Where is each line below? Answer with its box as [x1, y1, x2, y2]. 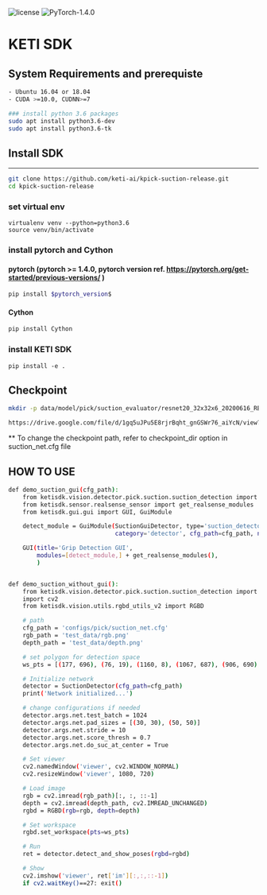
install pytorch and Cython [8, 245, 114, 256]
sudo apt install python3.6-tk [8, 124, 112, 133]
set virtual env [8, 201, 65, 212]
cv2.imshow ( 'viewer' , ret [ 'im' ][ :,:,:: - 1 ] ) [22, 871, 169, 880]
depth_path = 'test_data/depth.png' [22, 638, 145, 647]
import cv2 [22, 595, 59, 603]
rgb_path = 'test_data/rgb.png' [22, 632, 130, 640]
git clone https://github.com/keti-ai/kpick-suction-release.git [8, 175, 229, 183]
